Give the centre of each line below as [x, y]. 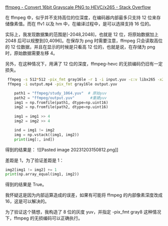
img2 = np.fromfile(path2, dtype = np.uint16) [61, 107]
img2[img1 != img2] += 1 [31, 169]
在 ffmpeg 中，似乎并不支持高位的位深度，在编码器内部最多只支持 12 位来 [81, 17]
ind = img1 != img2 [34, 130]
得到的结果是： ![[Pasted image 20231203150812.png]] [62, 149]
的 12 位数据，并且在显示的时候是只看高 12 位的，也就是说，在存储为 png [80, 47]
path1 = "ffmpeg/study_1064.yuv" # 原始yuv [60, 93]
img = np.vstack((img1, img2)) [47, 134]
